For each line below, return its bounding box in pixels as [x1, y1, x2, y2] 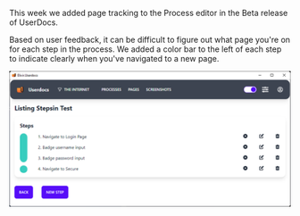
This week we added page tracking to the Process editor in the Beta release [9, 8, 288, 18]
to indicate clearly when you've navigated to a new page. [9, 54, 220, 63]
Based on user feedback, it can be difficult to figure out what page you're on [9, 35, 291, 45]
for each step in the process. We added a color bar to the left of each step [9, 44, 282, 54]
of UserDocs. [9, 17, 58, 28]
